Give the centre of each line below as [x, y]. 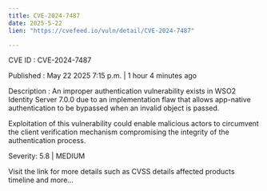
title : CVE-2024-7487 [44, 16]
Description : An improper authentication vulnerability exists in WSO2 [122, 91]
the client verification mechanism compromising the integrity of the [119, 132]
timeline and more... [41, 180]
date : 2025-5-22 [35, 23]
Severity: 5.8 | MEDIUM [47, 156]
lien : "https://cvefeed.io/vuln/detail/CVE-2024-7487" [102, 30]
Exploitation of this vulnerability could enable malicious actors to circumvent [134, 124]
